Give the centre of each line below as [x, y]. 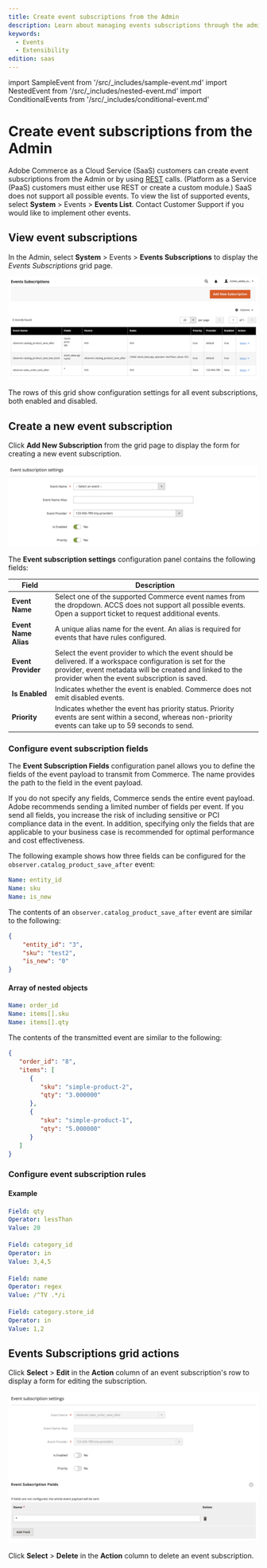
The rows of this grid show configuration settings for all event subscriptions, [133, 393]
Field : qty [26, 1211]
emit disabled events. [89, 698]
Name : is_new [30, 897]
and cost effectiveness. [46, 841]
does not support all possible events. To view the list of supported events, [129, 196]
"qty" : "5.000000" [71, 1128]
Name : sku [25, 889]
